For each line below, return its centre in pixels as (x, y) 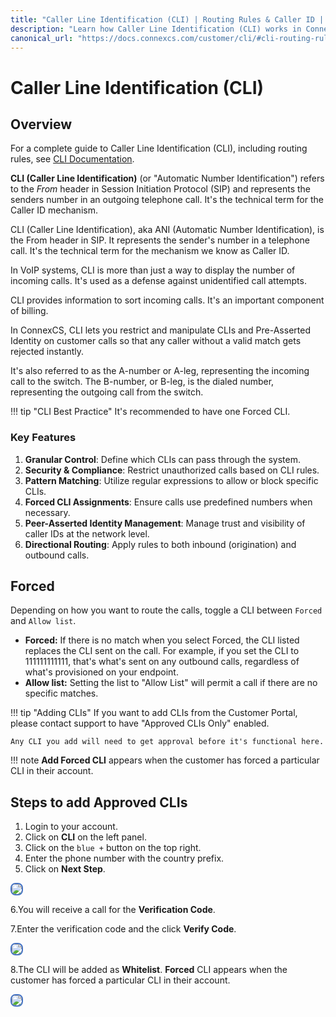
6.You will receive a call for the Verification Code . (113, 910)
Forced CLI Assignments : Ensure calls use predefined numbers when (168, 502)
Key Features (43, 438)
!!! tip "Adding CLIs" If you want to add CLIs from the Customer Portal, (154, 713)
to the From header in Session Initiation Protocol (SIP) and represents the (160, 189)
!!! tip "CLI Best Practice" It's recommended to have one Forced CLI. (150, 412)
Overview (41, 124)
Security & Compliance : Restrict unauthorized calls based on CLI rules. (172, 470)
